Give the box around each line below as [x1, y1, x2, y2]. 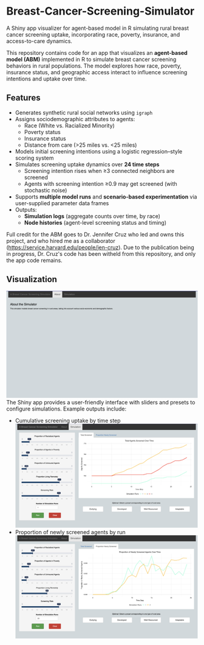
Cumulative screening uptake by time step [15, 417, 121, 425]
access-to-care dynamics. [6, 37, 73, 44]
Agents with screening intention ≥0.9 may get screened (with [24, 180, 177, 187]
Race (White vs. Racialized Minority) [24, 122, 115, 129]
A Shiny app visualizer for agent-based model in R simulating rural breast [6, 24, 189, 32]
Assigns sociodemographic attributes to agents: [15, 115, 135, 122]
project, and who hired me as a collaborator [6, 237, 115, 244]
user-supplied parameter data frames [15, 199, 109, 206]
